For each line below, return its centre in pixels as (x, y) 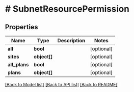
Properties (22, 27)
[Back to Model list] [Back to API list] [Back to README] (61, 84)
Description (71, 41)
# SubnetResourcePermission (67, 9)
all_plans (18, 64)
